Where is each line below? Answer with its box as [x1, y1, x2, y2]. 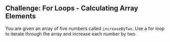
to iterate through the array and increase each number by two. [5, 30, 137, 37]
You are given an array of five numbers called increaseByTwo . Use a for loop [5, 25, 165, 31]
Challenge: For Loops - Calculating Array [5, 4, 138, 13]
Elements [5, 12, 36, 21]
